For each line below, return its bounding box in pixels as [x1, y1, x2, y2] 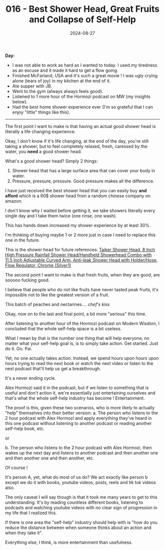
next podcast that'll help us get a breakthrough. [5, 366, 102, 371]
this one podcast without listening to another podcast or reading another [5, 420, 152, 426]
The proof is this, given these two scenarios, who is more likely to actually [5, 404, 155, 410]
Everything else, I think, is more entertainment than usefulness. [5, 539, 133, 545]
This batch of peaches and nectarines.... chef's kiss [5, 301, 110, 307]
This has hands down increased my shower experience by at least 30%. [5, 222, 151, 228]
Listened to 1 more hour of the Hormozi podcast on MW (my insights [12, 93, 151, 99]
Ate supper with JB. [12, 83, 53, 89]
